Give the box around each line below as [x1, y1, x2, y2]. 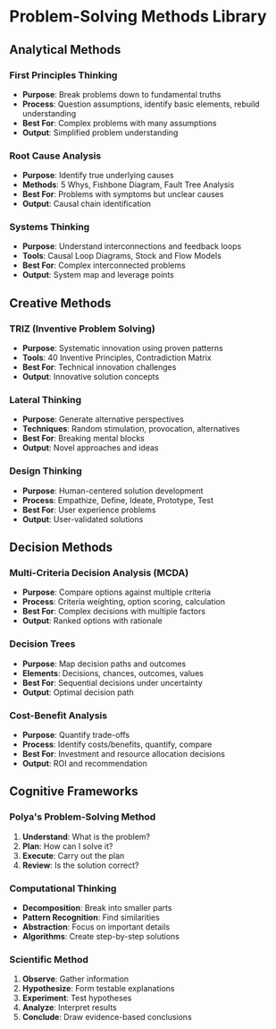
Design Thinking [9, 465, 82, 477]
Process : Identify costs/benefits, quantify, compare [21, 739, 213, 750]
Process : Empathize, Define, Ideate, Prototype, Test [21, 494, 214, 505]
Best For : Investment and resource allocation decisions [21, 749, 226, 759]
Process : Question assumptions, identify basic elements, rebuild [21, 99, 261, 109]
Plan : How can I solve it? [21, 840, 113, 852]
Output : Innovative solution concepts [21, 372, 160, 382]
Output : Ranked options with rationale [21, 615, 163, 626]
